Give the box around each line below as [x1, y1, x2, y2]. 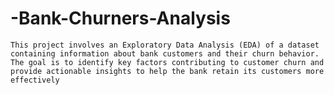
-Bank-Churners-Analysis [10, 7, 231, 30]
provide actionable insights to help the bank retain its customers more [10, 66, 325, 76]
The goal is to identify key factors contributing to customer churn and [10, 57, 325, 67]
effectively [10, 75, 60, 85]
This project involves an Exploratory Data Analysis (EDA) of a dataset [10, 40, 320, 50]
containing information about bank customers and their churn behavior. [10, 48, 320, 59]
